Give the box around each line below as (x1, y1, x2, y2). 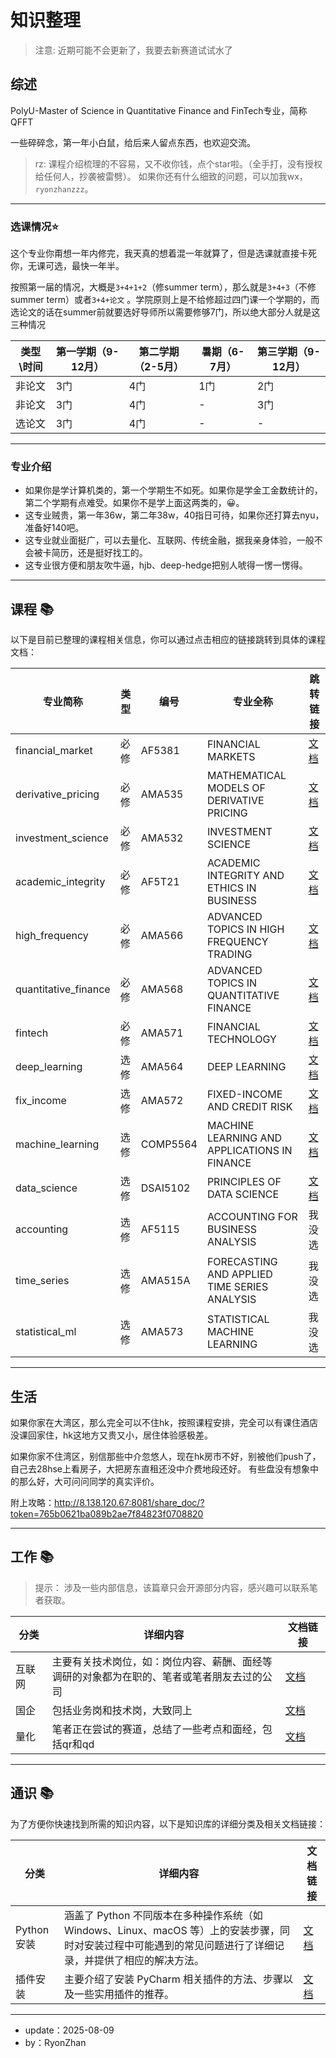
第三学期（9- (257, 345, 321, 359)
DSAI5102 (140, 1181, 191, 1195)
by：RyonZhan (24, 2036, 87, 2048)
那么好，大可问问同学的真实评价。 (18, 1475, 160, 1487)
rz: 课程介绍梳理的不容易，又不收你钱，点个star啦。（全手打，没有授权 (34, 157, 323, 170)
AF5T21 (140, 875, 180, 889)
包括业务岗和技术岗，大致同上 (51, 1703, 193, 1717)
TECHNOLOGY (206, 1032, 277, 1046)
